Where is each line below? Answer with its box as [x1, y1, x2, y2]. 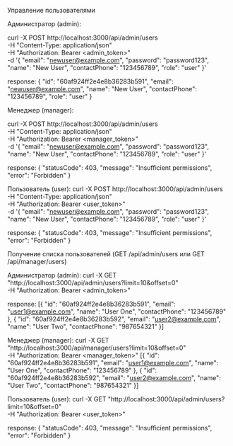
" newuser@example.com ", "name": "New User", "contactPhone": [7, 85, 198, 93]
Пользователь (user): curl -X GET [7, 395, 107, 403]
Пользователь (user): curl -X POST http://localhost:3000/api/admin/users [7, 185, 224, 193]
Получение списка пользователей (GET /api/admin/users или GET [7, 250, 205, 258]
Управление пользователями [7, 6, 95, 14]
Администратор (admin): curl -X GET [7, 271, 117, 279]
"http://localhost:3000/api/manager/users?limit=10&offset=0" [7, 343, 186, 352]
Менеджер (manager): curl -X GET [7, 336, 109, 344]
